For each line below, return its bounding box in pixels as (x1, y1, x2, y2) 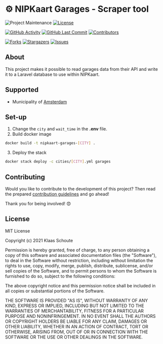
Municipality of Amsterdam (12, 98, 67, 104)
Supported (5, 86, 39, 94)
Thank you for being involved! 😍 (5, 200, 71, 206)
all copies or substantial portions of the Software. (5, 288, 105, 294)
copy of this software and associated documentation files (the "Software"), (5, 252, 157, 258)
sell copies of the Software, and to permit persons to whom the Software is (5, 268, 157, 274)
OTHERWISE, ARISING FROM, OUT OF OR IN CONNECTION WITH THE (5, 329, 148, 335)
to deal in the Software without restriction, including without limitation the (5, 257, 153, 263)
